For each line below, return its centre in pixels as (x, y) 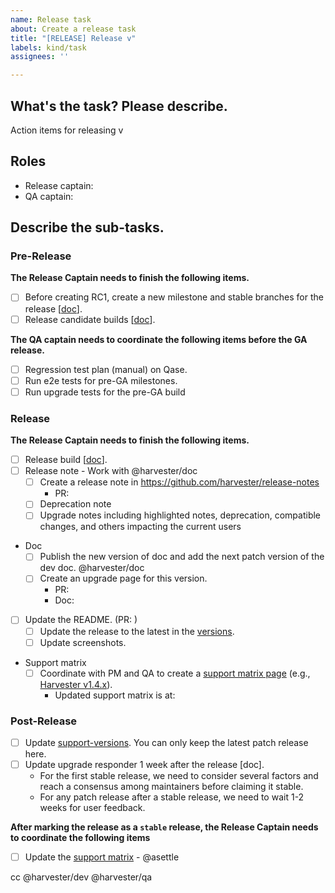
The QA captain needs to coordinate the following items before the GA (159, 339)
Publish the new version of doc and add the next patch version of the (182, 557)
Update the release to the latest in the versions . (137, 631)
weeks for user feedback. (92, 808)
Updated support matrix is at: (115, 695)
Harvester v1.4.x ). (76, 684)
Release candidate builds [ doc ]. (90, 319)
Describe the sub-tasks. (87, 227)
